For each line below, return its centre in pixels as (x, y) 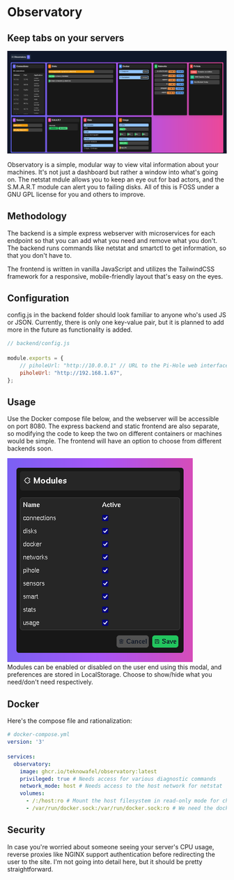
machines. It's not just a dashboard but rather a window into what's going (112, 172)
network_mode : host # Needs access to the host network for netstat (121, 786)
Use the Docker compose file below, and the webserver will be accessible (113, 419)
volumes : (32, 793)
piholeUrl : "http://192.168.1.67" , (71, 373)
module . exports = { (36, 358)
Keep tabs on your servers (66, 38)
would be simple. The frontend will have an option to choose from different (114, 441)
